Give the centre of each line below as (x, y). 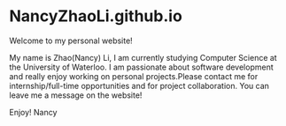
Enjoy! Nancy (33, 112)
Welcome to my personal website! (71, 41)
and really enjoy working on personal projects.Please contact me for (134, 76)
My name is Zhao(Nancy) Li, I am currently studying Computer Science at (143, 57)
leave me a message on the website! (76, 95)
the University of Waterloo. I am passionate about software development (141, 67)
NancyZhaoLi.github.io (96, 16)
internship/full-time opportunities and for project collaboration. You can (139, 85)
